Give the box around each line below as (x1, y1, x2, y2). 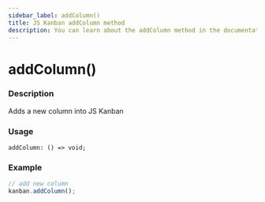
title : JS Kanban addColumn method (8, 19, 125, 27)
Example (8, 163, 43, 174)
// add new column (8, 180, 69, 188)
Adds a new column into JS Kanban (8, 106, 124, 115)
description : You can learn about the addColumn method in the (8, 26, 221, 34)
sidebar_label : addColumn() (8, 11, 101, 20)
